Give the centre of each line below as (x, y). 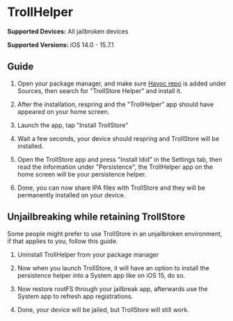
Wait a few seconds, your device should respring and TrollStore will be (118, 138)
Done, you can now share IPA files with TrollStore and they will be (111, 188)
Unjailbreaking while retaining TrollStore (96, 217)
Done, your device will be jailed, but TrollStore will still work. (103, 309)
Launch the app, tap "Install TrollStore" (73, 125)
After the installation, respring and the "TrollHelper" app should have (115, 104)
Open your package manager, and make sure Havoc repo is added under (122, 83)
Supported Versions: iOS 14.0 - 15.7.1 (61, 44)
